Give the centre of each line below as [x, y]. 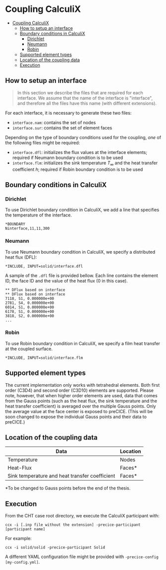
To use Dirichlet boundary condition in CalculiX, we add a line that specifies [82, 210]
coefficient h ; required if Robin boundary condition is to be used [78, 169]
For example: [19, 538]
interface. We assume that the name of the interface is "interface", [85, 98]
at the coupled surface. [29, 349]
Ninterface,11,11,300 [28, 229]
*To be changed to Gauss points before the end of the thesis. [68, 488]
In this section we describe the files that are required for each [80, 92]
